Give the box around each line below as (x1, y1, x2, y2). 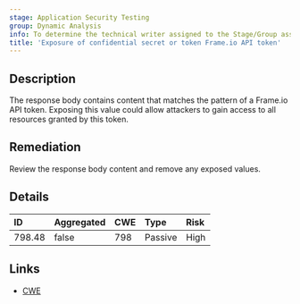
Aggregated (54, 215, 106, 228)
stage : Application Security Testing (9, 13, 150, 22)
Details (9, 190, 49, 205)
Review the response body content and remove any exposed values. (9, 163, 262, 174)
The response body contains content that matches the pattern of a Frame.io (9, 95, 288, 106)
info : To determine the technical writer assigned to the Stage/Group (9, 30, 278, 38)
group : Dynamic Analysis (9, 21, 102, 30)
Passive (144, 231, 178, 243)
